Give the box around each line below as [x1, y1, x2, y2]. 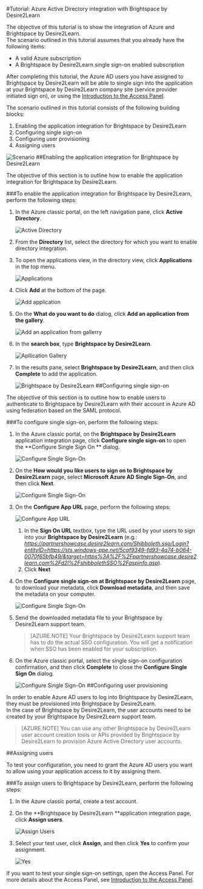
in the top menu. [15, 263, 56, 270]
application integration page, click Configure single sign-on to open [15, 437, 186, 444]
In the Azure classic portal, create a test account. [15, 798, 138, 805]
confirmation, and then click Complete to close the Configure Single [15, 663, 187, 671]
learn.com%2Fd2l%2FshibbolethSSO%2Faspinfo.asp [24, 559, 159, 567]
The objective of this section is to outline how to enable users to [6, 394, 166, 401]
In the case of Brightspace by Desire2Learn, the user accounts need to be [6, 706, 191, 714]
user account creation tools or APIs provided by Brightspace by [21, 731, 180, 738]
